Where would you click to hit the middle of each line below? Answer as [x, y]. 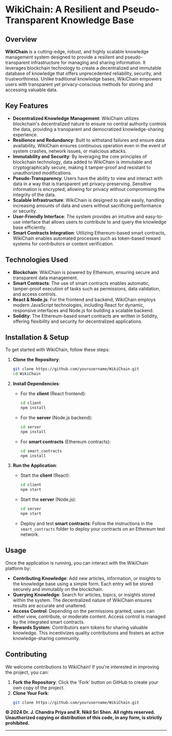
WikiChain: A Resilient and [63, 9]
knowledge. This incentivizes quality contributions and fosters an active [88, 633]
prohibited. [17, 723]
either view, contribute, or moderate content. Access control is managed [89, 616]
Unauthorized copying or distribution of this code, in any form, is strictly [84, 718]
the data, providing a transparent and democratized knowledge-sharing [88, 129]
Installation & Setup [37, 337]
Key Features [27, 106]
